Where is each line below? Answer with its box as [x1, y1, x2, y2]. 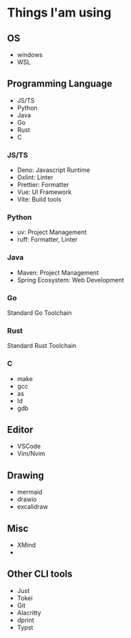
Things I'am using [7, 5, 112, 21]
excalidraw [16, 503, 48, 511]
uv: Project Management [16, 228, 87, 236]
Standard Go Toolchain [7, 309, 72, 317]
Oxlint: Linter [16, 173, 53, 182]
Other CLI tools [7, 568, 73, 580]
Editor [7, 423, 34, 436]
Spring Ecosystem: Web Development [16, 275, 125, 284]
